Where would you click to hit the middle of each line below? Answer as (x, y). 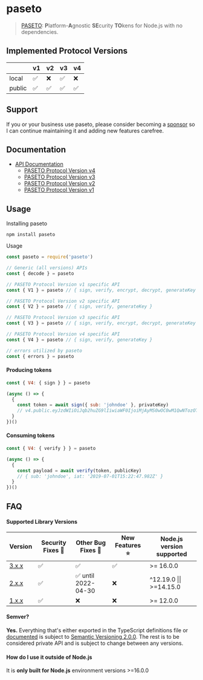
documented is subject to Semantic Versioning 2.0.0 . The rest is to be (93, 637)
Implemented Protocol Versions (67, 51)
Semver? (18, 617)
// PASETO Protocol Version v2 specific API (63, 301)
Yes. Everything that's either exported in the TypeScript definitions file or (97, 630)
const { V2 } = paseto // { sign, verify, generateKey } (79, 307)
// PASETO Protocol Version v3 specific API (63, 318)
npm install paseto (31, 235)
